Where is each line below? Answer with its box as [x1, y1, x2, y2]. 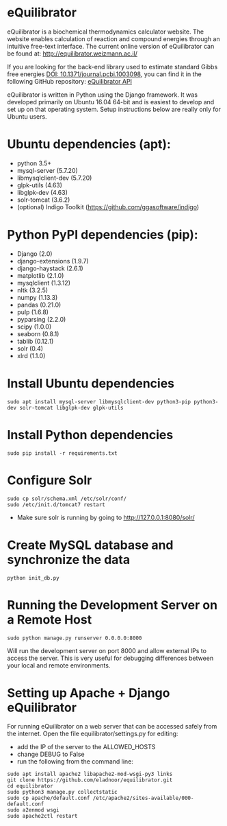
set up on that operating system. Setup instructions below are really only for [7, 105, 221, 113]
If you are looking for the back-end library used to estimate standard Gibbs [7, 62, 218, 71]
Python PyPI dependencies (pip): [7, 227, 198, 243]
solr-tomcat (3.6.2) [16, 196, 70, 204]
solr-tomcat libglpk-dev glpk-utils [19, 404, 124, 411]
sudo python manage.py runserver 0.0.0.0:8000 [7, 635, 142, 641]
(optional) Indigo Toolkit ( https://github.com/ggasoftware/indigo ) [16, 202, 200, 211]
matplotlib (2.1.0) [16, 271, 64, 279]
